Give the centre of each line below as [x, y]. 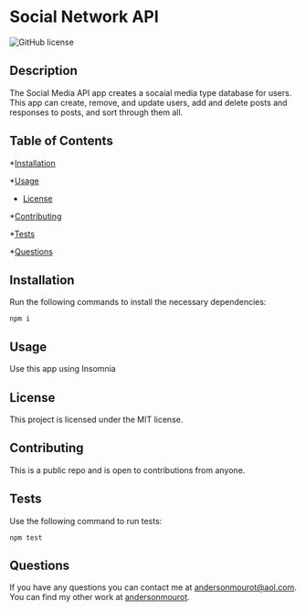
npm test [26, 537]
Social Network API [84, 17]
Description [43, 71]
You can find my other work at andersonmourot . [100, 597]
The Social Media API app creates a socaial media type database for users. [151, 92]
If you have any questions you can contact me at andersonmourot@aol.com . [153, 587]
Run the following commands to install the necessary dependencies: [138, 302]
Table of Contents [62, 141]
